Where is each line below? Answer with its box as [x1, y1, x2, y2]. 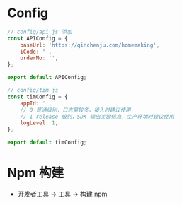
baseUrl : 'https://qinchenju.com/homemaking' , [20, 41, 160, 49]
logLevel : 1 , [20, 119, 59, 127]
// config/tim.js [7, 87, 59, 94]
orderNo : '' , [20, 54, 59, 61]
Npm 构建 [7, 165, 64, 181]
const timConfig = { [7, 93, 69, 100]
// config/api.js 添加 [7, 28, 72, 35]
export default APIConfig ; [7, 74, 87, 81]
